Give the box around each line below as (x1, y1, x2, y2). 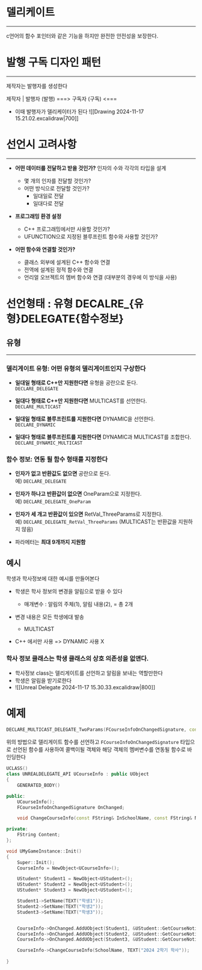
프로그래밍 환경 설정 (14, 212, 62, 220)
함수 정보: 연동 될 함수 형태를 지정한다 (6, 455, 108, 464)
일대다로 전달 (32, 199, 64, 207)
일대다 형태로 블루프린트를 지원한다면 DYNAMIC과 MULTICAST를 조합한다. (14, 433, 191, 440)
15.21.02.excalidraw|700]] (14, 114, 79, 122)
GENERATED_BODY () (17, 782, 61, 788)
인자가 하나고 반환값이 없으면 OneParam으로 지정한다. (14, 490, 142, 498)
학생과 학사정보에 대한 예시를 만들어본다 (6, 575, 100, 582)
